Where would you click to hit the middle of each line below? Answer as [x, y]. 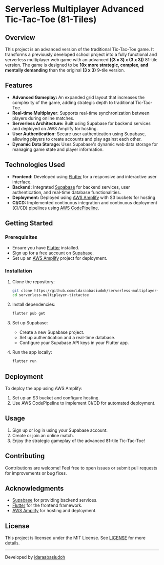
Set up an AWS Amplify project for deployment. [60, 258]
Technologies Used [35, 165]
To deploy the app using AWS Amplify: [44, 388]
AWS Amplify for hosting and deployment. [54, 511]
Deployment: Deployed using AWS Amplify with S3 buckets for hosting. [84, 197]
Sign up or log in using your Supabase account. [60, 430]
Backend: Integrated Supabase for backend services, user [71, 187]
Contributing [25, 456]
